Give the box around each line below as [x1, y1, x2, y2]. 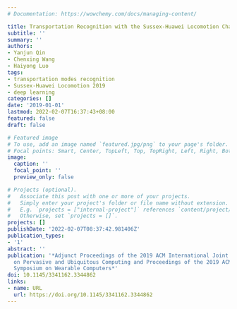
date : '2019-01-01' [7, 102, 65, 109]
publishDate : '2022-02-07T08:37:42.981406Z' [7, 226, 140, 233]
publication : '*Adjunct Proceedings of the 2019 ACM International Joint [7, 252, 229, 259]
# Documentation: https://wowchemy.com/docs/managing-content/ [7, 10, 197, 18]
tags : [7, 68, 23, 76]
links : [7, 278, 27, 286]
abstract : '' [7, 245, 46, 253]
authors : [7, 43, 33, 50]
